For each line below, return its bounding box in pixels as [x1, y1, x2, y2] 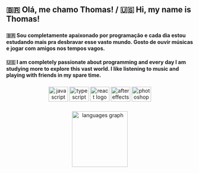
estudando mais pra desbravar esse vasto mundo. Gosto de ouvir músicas [6, 39, 193, 46]
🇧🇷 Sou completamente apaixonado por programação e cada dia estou [6, 32, 186, 39]
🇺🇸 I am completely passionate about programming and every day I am [6, 58, 186, 65]
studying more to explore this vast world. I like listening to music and [6, 65, 179, 72]
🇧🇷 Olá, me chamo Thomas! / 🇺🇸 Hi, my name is [6, 5, 191, 15]
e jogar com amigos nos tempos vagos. [6, 45, 105, 52]
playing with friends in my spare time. [6, 71, 102, 78]
